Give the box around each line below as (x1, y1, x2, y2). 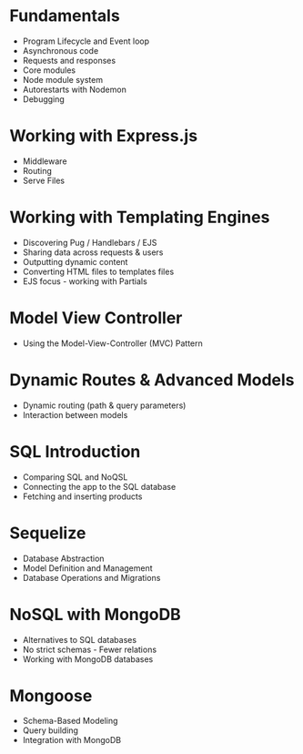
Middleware (22, 156, 67, 167)
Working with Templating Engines (9, 207, 270, 228)
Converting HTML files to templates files (22, 266, 175, 277)
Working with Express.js (9, 126, 198, 147)
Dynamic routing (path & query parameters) (22, 400, 187, 411)
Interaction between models (22, 409, 128, 420)
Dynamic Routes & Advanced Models (9, 370, 295, 390)
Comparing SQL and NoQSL (22, 471, 128, 483)
